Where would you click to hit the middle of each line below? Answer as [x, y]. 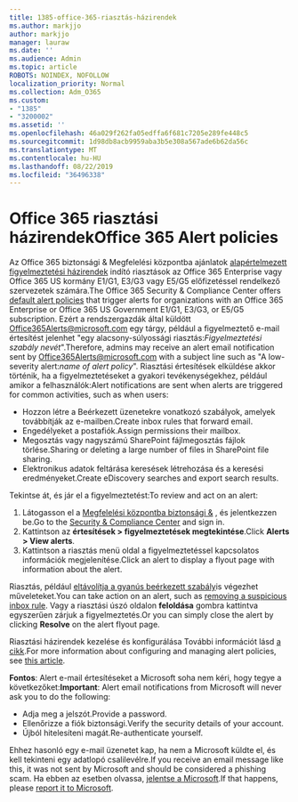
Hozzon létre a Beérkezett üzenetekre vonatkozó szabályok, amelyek [149, 412]
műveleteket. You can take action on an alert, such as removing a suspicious [148, 596]
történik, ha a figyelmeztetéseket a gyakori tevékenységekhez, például [138, 376]
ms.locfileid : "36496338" [57, 174]
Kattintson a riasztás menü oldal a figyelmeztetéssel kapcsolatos [141, 551]
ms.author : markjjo [45, 26]
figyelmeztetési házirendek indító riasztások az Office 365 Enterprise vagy [146, 271]
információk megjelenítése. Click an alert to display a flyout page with [148, 560]
